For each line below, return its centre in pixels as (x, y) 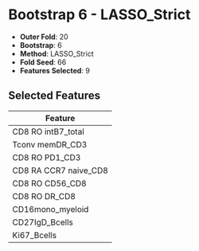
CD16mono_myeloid (51, 209)
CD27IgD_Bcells (43, 222)
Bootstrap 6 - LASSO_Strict (99, 15)
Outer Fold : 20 (44, 37)
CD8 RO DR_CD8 (44, 196)
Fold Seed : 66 (43, 62)
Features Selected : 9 (55, 70)
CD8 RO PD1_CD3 (47, 157)
